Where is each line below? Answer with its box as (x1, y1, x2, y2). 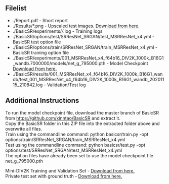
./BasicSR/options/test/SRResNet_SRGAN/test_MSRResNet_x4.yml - (12, 33, 155, 39)
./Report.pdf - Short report (12, 17, 68, 23)
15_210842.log (12, 82, 43, 88)
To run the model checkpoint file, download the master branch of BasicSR (5, 109, 159, 115)
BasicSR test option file (12, 39, 61, 45)
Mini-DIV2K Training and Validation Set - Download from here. (5, 167, 135, 173)
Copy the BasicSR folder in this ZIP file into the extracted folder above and (5, 120, 160, 127)
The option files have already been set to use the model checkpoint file (5, 152, 153, 158)
